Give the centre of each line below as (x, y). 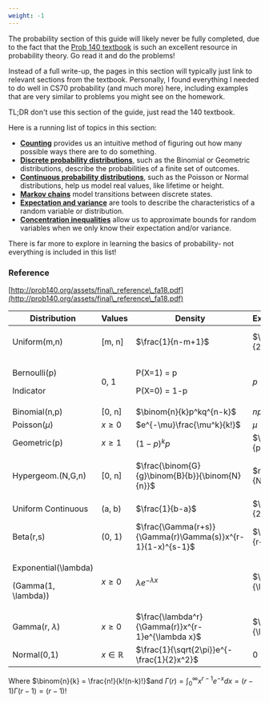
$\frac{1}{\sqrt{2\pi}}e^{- (184, 649)
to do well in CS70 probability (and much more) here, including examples (128, 88)
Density (190, 318)
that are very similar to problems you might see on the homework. (117, 96)
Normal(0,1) (36, 654)
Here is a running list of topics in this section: (83, 127)
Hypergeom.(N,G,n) (49, 475)
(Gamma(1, (34, 585)
